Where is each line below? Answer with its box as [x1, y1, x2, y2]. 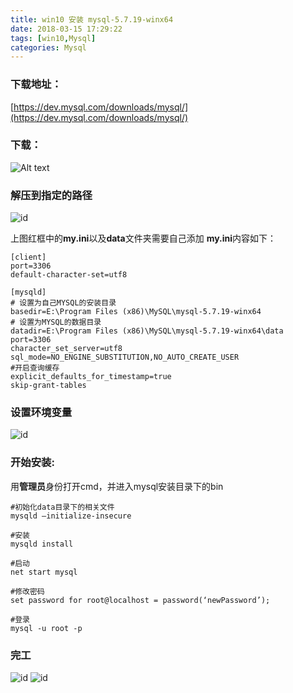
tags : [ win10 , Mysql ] [10, 33, 97, 43]
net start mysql [10, 567, 78, 577]
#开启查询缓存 [10, 363, 60, 373]
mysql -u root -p [10, 623, 83, 633]
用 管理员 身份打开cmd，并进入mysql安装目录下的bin [10, 480, 224, 492]
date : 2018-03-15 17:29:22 [10, 24, 123, 34]
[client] [10, 252, 47, 263]
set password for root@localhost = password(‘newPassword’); [10, 595, 271, 605]
